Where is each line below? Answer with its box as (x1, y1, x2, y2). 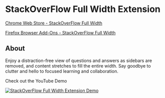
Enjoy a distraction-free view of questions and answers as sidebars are (5, 57, 152, 63)
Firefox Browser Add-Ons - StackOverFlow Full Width (5, 29, 116, 35)
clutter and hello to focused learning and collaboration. (5, 68, 119, 74)
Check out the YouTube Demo (5, 77, 67, 83)
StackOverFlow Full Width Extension (5, 3, 160, 15)
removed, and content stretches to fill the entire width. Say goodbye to (5, 62, 151, 68)
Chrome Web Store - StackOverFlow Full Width (5, 20, 103, 26)
